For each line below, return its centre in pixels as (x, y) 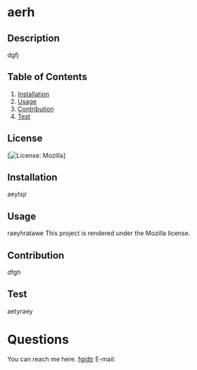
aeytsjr (17, 194)
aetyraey (20, 311)
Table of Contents (47, 77)
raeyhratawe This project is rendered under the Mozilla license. (99, 233)
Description (33, 38)
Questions (38, 339)
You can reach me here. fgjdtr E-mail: (62, 359)
